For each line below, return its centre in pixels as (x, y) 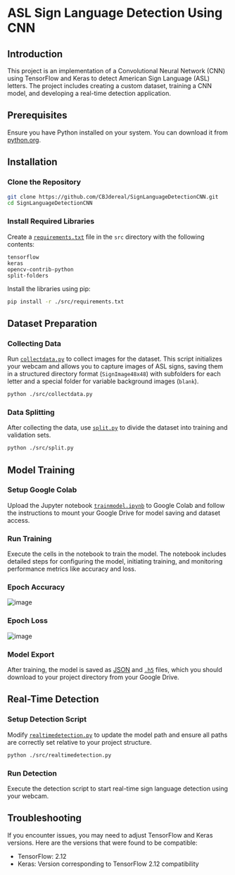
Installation (32, 162)
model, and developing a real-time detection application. (89, 93)
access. (19, 520)
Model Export (31, 654)
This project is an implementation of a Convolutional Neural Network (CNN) (116, 71)
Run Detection (32, 773)
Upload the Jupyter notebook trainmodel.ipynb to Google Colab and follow (116, 505)
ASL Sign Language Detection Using (115, 13)
